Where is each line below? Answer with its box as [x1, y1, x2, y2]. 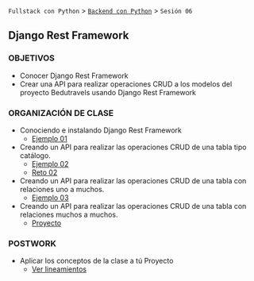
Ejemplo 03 [31, 193, 69, 202]
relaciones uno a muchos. [19, 184, 105, 194]
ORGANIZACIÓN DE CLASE [8, 107, 114, 118]
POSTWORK [8, 237, 57, 248]
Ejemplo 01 [31, 133, 67, 143]
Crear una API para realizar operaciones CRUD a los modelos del [19, 79, 233, 89]
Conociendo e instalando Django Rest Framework [19, 125, 183, 135]
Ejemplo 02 [31, 159, 69, 168]
